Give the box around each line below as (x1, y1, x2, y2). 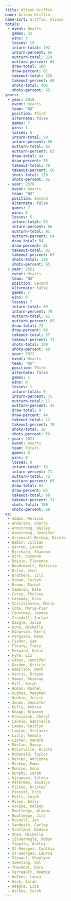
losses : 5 (11, 215, 32, 220)
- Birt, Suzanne (7, 554, 41, 559)
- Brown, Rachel (7, 582, 41, 587)
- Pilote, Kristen (7, 785, 46, 790)
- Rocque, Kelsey (7, 804, 43, 809)
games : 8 (11, 450, 30, 456)
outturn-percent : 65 (11, 478, 55, 484)
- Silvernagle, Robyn (7, 837, 52, 842)
